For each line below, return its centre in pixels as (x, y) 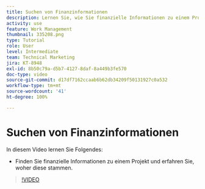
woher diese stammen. (44, 168)
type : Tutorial (26, 40)
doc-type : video (27, 74)
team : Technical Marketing (41, 57)
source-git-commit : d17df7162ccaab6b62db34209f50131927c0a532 (87, 80)
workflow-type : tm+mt (34, 86)
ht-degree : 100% (27, 97)
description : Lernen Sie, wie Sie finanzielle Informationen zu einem (98, 18)
